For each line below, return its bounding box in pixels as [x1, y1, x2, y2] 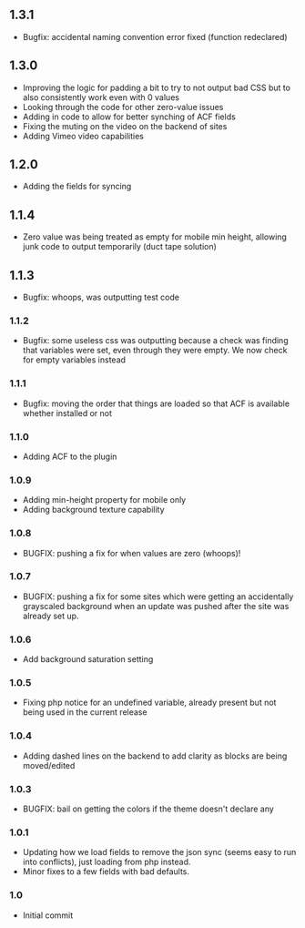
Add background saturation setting [22, 654, 154, 665]
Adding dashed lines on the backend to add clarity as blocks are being [22, 750, 288, 761]
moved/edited [22, 760, 76, 770]
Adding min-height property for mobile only [22, 495, 187, 505]
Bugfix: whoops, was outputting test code [22, 291, 180, 303]
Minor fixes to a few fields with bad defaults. [22, 866, 189, 877]
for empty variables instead [22, 354, 126, 365]
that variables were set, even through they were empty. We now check [22, 345, 288, 356]
